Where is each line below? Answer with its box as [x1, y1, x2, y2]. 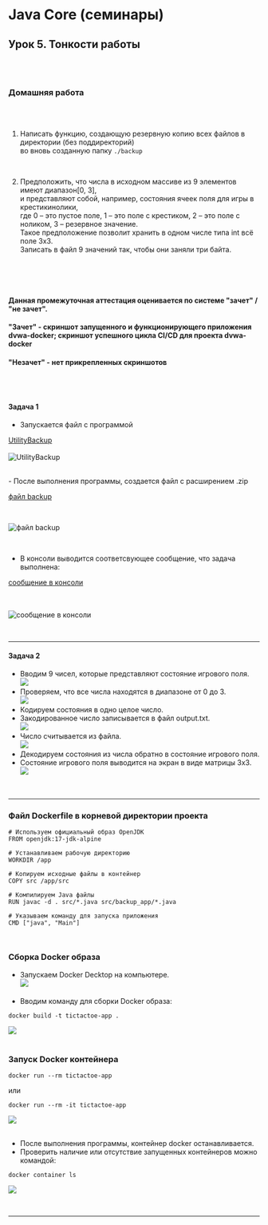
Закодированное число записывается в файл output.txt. [19, 713, 211, 724]
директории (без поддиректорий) [19, 137, 135, 147]
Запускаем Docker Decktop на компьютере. [19, 969, 170, 979]
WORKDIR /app [8, 856, 52, 864]
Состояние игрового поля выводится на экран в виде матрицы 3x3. [19, 758, 252, 767]
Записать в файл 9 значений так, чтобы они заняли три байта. [19, 245, 232, 255]
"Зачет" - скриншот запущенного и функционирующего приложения [8, 322, 252, 332]
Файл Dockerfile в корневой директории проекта [8, 811, 209, 822]
